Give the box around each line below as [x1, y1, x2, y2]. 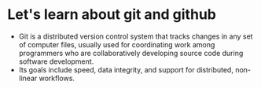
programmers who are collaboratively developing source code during [18, 48, 244, 57]
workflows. [39, 73, 75, 83]
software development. [18, 57, 94, 66]
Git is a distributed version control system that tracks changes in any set [18, 32, 253, 41]
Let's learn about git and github [7, 6, 217, 24]
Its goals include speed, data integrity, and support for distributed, [18, 65, 233, 74]
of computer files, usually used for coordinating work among [18, 39, 215, 49]
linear [18, 73, 38, 83]
